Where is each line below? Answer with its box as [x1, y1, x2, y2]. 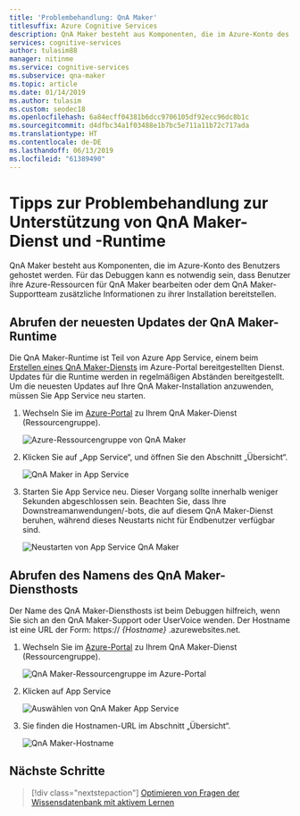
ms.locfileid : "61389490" [9, 154, 105, 164]
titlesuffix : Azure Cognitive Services [9, 21, 158, 30]
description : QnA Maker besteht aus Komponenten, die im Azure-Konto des [9, 29, 290, 38]
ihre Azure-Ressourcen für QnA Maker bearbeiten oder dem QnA [9, 279, 248, 290]
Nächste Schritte [9, 763, 105, 778]
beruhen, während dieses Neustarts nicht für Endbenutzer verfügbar [21, 515, 275, 526]
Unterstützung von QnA [9, 212, 190, 232]
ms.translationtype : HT [9, 130, 98, 139]
